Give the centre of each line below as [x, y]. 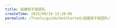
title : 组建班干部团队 [25, 9]
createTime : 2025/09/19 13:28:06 [39, 14]
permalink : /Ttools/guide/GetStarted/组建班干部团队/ [58, 18]
